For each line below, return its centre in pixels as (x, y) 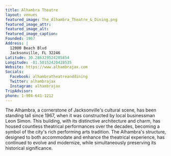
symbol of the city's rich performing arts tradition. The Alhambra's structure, (86, 132)
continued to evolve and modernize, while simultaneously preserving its (81, 143)
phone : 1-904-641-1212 (29, 96)
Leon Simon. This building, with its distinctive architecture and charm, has (83, 121)
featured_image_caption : (32, 34)
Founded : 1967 (20, 39)
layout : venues (21, 15)
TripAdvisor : (19, 91)
